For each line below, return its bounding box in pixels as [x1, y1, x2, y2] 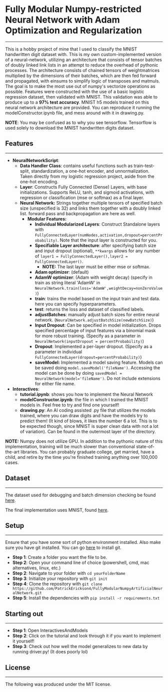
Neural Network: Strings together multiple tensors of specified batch [19, 200, 162, 206]
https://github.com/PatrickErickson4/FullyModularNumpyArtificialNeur [12, 586, 163, 591]
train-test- [133, 163, 155, 169]
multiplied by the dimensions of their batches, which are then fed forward [5, 73, 156, 79]
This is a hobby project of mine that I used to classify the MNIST [5, 46, 137, 52]
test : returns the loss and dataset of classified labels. [34, 306, 144, 312]
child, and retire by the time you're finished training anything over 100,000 [5, 454, 157, 460]
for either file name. [34, 380, 75, 386]
